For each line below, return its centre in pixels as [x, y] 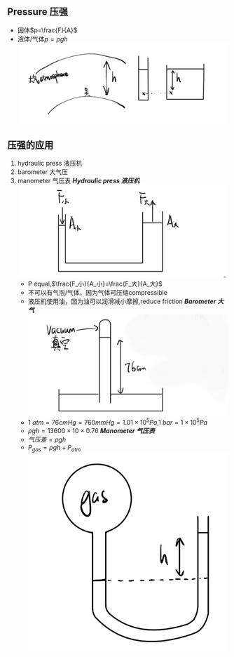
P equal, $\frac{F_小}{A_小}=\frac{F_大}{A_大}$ [95, 284]
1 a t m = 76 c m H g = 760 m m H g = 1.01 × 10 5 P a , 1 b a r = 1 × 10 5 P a [118, 422]
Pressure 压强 [38, 12]
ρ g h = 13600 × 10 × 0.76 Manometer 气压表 [91, 430]
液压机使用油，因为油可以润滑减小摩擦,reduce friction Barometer [122, 301]
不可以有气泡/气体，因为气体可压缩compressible [98, 293]
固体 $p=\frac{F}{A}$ [47, 30]
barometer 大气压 [43, 172]
